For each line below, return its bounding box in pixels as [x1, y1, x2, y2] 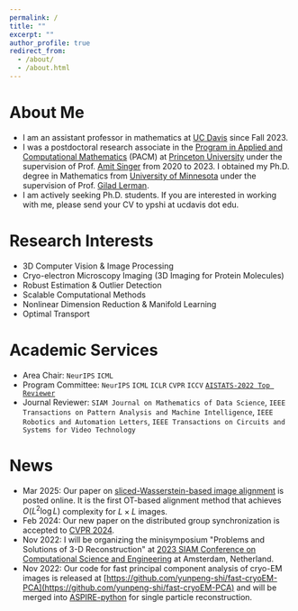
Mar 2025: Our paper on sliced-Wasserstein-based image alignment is [22, 485, 284, 496]
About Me [9, 103, 85, 123]
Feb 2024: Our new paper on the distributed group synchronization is [22, 515, 281, 526]
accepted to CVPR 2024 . [22, 524, 115, 536]
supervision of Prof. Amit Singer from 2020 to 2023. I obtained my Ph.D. [22, 160, 290, 171]
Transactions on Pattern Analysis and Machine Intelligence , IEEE [22, 406, 274, 417]
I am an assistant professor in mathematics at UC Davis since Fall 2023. [22, 132, 289, 142]
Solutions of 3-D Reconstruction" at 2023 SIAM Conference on [22, 544, 257, 555]
